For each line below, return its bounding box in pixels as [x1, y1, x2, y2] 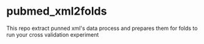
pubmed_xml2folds [6, 4, 107, 18]
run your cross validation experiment [6, 31, 99, 38]
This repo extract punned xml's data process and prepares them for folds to [6, 24, 198, 32]
